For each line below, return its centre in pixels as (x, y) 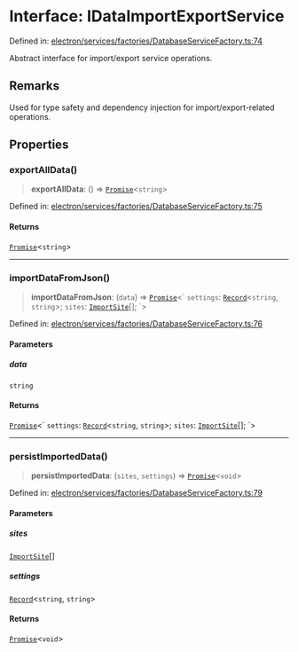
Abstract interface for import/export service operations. (111, 58)
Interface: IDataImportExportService (147, 16)
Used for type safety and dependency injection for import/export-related (142, 107)
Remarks (35, 86)
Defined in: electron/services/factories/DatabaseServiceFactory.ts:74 (136, 41)
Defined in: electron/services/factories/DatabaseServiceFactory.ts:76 (136, 323)
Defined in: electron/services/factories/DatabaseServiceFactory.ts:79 (136, 493)
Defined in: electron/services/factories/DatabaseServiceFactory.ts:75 (136, 207)
